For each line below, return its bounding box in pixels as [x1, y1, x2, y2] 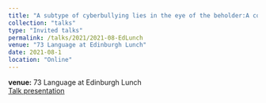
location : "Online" [8, 56, 73, 64]
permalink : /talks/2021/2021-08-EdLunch [8, 33, 144, 42]
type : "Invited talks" [8, 26, 83, 34]
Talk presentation [8, 86, 65, 95]
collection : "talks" [8, 19, 77, 27]
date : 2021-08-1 [8, 48, 62, 56]
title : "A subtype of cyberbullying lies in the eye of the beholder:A [8, 11, 249, 20]
